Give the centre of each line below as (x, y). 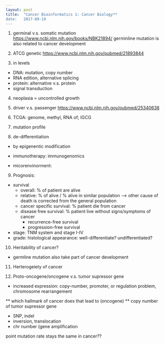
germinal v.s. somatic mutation (44, 33)
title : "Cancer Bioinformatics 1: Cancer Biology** (62, 14)
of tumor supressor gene (31, 306)
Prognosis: (24, 175)
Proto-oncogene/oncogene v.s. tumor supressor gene (68, 276)
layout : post (19, 10)
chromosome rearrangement (42, 291)
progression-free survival (54, 228)
